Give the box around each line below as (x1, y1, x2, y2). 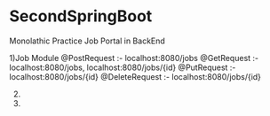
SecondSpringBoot (9, 6, 153, 27)
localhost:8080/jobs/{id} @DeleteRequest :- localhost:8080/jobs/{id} (9, 71, 262, 81)
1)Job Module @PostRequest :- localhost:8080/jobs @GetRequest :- (9, 52, 259, 63)
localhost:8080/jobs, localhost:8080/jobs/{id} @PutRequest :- (9, 62, 236, 73)
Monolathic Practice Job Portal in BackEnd (9, 35, 166, 46)
